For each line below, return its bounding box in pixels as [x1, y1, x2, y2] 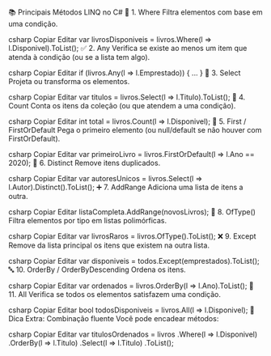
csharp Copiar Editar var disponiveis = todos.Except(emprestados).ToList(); [8, 256, 260, 265]
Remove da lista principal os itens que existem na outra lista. [8, 240, 210, 250]
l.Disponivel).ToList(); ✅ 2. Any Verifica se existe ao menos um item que [8, 44, 248, 53]
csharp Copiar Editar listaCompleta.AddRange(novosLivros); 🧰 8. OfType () [8, 207, 256, 217]
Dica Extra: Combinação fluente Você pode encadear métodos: [8, 314, 219, 323]
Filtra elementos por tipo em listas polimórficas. [8, 216, 167, 225]
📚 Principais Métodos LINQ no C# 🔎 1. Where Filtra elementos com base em [8, 7, 263, 17]
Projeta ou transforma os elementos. [8, 77, 130, 86]
